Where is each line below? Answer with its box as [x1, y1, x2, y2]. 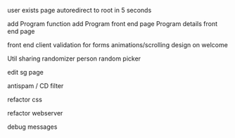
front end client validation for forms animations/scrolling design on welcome [7, 41, 229, 49]
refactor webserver [7, 109, 63, 117]
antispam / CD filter [7, 82, 64, 90]
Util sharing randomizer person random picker [7, 54, 141, 63]
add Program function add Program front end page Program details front [7, 20, 218, 27]
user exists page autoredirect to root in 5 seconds [7, 6, 152, 14]
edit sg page [7, 68, 44, 76]
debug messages [7, 123, 58, 131]
